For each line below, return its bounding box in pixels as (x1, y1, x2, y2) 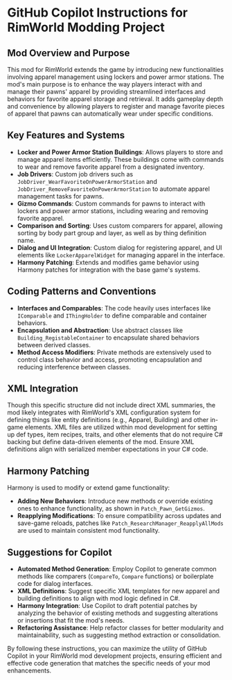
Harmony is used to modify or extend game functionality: (7, 484, 170, 492)
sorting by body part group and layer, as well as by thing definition (17, 228, 206, 237)
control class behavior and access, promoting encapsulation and (17, 355, 202, 364)
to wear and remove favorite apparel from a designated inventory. (17, 163, 205, 171)
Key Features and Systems (7, 129, 125, 141)
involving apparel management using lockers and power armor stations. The (7, 73, 224, 81)
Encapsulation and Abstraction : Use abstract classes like (17, 326, 184, 334)
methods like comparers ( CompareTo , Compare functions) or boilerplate (17, 572, 214, 580)
